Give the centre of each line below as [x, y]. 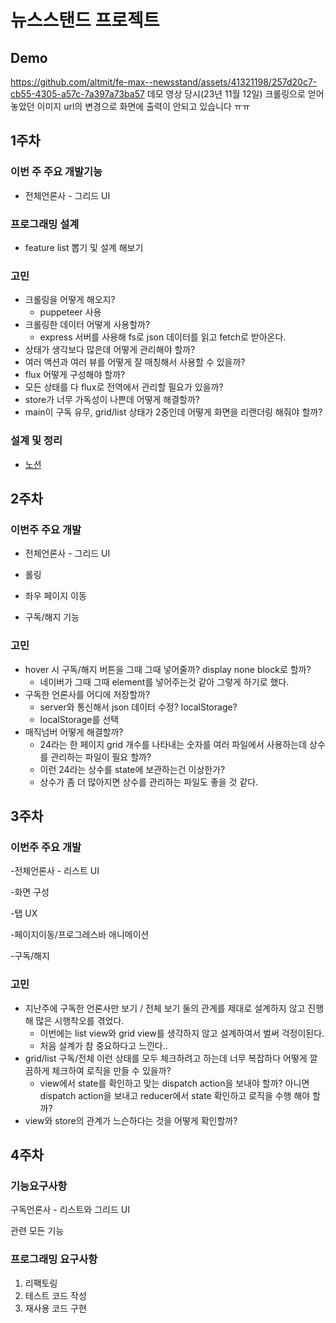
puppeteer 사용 [70, 312]
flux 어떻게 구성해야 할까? [75, 375]
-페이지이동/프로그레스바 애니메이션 [80, 935]
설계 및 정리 [36, 441]
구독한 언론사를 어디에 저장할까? [87, 694]
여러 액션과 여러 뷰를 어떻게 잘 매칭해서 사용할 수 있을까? [135, 362]
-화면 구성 [30, 892]
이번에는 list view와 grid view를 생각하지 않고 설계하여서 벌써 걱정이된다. [182, 1033]
